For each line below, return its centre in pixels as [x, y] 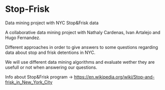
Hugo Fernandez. [23, 38]
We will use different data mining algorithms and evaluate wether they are [80, 62]
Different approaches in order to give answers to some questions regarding [82, 47]
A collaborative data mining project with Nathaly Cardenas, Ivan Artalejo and [83, 32]
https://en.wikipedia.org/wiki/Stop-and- [114, 77]
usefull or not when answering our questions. [51, 67]
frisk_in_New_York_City [29, 82]
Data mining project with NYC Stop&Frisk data [52, 23]
